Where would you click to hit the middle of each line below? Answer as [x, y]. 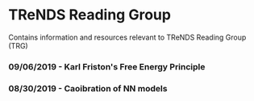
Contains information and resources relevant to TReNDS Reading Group [127, 37]
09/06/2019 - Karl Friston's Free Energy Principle [107, 66]
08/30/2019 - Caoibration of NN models [88, 88]
